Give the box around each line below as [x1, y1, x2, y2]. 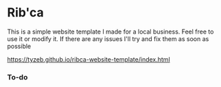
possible [7, 42, 32, 50]
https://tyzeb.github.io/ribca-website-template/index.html [7, 55, 170, 63]
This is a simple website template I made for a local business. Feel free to [7, 27, 214, 36]
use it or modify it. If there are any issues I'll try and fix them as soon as [7, 34, 209, 42]
